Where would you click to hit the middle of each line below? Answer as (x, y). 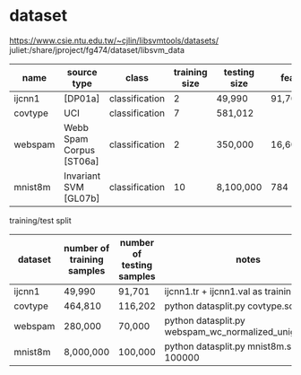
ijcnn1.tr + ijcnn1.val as (213, 291)
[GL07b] (82, 198)
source (82, 72)
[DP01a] (82, 98)
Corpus (80, 150)
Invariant (82, 176)
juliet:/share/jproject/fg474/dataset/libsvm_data (97, 49)
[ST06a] (82, 161)
